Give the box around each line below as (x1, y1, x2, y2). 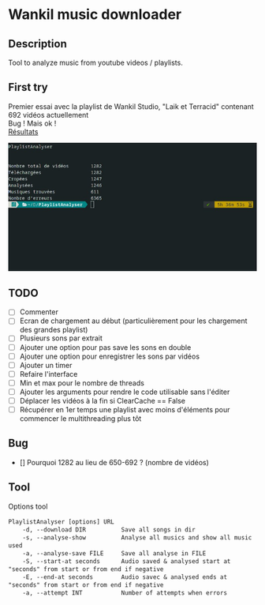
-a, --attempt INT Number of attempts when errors (22, 588, 227, 597)
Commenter (19, 307, 59, 317)
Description (8, 37, 67, 51)
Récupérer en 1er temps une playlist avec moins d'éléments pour (19, 404, 230, 414)
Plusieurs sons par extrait (19, 333, 103, 343)
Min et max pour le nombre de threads (19, 378, 144, 388)
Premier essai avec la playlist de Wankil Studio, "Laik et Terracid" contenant (8, 101, 254, 111)
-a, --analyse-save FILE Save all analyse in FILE (22, 549, 207, 558)
